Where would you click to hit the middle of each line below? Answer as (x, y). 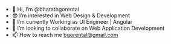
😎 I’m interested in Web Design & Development (71, 15)
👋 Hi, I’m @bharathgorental (46, 9)
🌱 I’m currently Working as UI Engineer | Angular (72, 22)
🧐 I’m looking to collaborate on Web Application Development (88, 28)
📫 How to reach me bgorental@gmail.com (65, 35)
